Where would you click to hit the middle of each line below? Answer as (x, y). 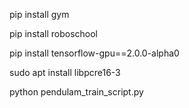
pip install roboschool (53, 33)
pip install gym (39, 14)
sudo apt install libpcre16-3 (65, 72)
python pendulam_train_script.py (76, 92)
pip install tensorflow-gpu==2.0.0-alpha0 (94, 53)
